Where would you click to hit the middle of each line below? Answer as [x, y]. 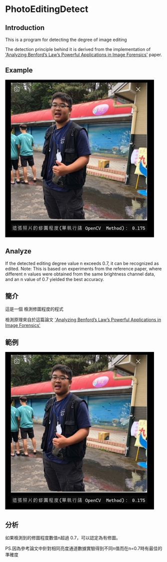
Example [19, 70]
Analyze [18, 251]
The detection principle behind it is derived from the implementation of [78, 49]
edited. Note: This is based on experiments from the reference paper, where [83, 268]
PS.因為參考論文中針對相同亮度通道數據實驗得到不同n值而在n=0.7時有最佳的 [84, 548]
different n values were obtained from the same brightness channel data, [80, 274]
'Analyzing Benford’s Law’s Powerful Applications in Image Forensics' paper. [84, 54]
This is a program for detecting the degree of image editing [66, 39]
